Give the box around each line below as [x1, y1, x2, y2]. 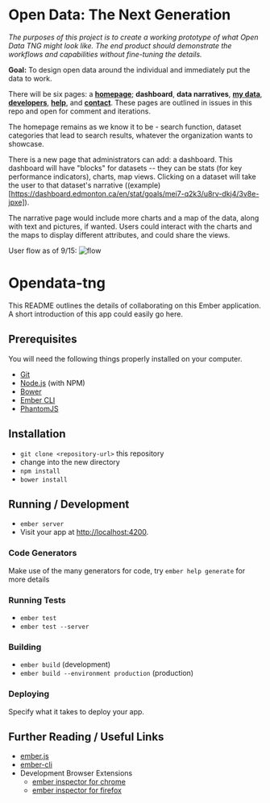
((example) [124, 180, 161, 190]
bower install [19, 475, 68, 484]
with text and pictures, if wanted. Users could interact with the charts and [8, 221, 252, 231]
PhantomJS [19, 404, 59, 413]
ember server [19, 520, 64, 528]
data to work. [8, 73, 52, 83]
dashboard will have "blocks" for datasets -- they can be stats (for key [8, 163, 243, 172]
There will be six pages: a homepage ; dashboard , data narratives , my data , [8, 89, 263, 98]
